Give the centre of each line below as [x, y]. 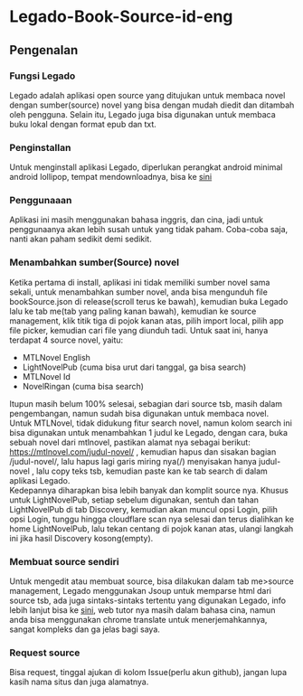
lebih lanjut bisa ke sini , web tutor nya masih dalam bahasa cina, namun [142, 610]
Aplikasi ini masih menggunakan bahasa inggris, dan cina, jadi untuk [137, 220]
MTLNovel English [56, 357]
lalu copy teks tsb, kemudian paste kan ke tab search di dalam [152, 471]
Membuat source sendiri [64, 561]
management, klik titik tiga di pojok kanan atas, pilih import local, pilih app [147, 320]
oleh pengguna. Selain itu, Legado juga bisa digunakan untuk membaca [142, 114]
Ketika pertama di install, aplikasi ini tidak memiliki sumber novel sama [140, 282]
